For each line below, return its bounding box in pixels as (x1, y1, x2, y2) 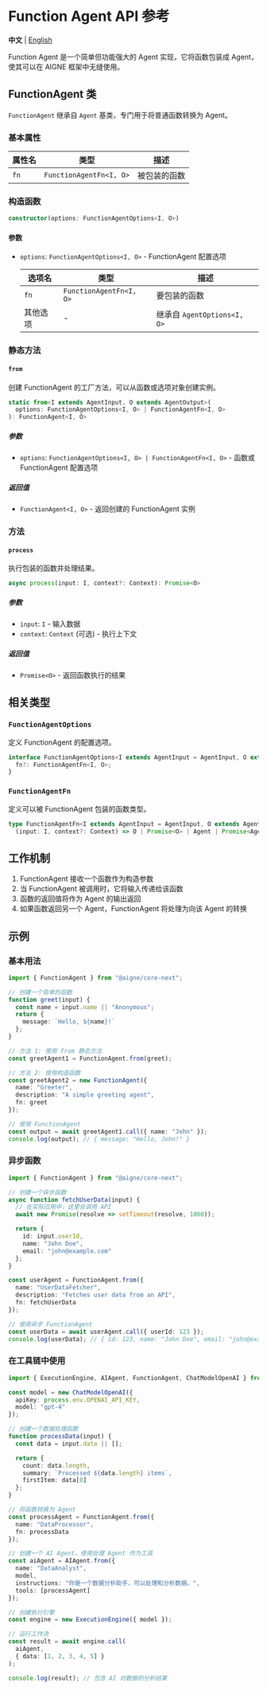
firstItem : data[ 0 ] (22, 1477, 87, 1485)
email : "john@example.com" (22, 1247, 112, 1255)
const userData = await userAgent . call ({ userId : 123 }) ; (8, 1328, 204, 1336)
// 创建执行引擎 (8, 1608, 55, 1617)
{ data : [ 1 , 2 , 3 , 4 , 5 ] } (15, 1652, 105, 1661)
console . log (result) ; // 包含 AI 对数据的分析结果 (8, 1674, 168, 1682)
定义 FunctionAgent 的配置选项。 (8, 737, 117, 747)
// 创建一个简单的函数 (8, 988, 73, 996)
